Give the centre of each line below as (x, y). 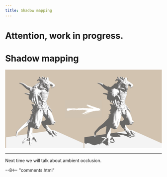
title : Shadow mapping (29, 10)
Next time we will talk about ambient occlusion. (53, 160)
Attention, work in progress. (64, 36)
